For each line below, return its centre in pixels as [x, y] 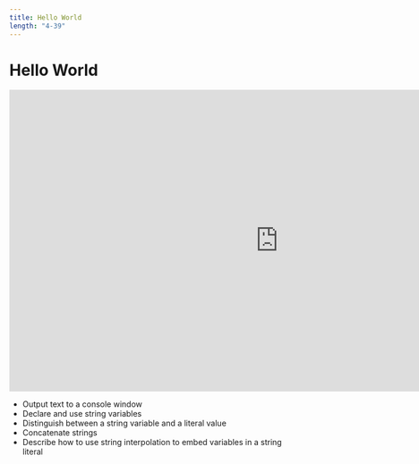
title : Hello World [46, 17]
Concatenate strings [60, 433]
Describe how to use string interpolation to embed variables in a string [152, 443]
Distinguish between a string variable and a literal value [124, 423]
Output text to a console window [82, 404]
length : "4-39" [38, 26]
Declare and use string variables [82, 414]
